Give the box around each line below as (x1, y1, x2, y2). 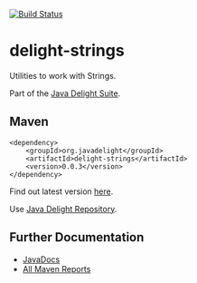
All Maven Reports (22, 263, 91, 274)
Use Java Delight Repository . (9, 203, 117, 214)
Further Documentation (9, 229, 145, 245)
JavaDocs (22, 254, 61, 265)
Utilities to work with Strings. (9, 70, 117, 81)
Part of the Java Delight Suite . (9, 87, 121, 99)
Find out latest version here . (9, 186, 114, 197)
